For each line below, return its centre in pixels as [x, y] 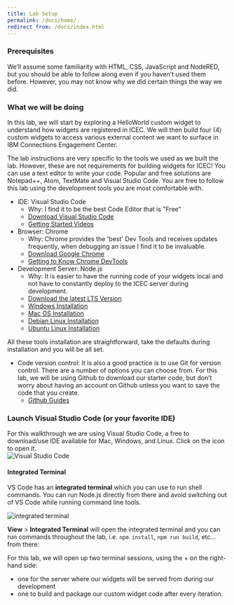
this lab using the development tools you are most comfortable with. [105, 188]
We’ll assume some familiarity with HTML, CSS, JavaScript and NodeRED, [113, 67]
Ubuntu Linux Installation [64, 328]
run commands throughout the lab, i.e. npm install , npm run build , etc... [112, 537]
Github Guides [49, 400]
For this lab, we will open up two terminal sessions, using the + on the [108, 558]
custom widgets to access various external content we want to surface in [113, 137]
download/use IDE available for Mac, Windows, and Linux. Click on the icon [116, 441]
